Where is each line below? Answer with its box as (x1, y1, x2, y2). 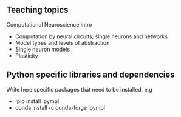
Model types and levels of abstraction (15, 39, 110, 46)
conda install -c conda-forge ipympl (15, 104, 105, 111)
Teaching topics (6, 5, 69, 15)
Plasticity (15, 52, 38, 59)
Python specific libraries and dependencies (6, 70, 175, 80)
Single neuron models (15, 45, 70, 53)
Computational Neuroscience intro (6, 21, 92, 28)
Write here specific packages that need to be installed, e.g (6, 85, 153, 93)
